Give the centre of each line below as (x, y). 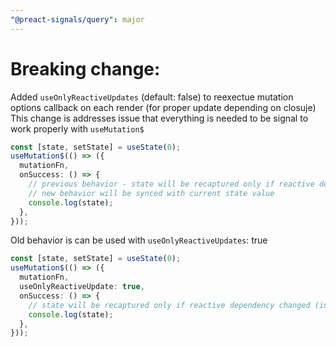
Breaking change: (85, 68)
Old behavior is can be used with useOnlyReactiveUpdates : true (139, 240)
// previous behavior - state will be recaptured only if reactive (171, 184)
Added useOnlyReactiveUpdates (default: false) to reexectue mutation (152, 97)
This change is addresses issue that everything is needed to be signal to (159, 118)
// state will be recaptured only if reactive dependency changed (169, 305)
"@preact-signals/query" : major (77, 19)
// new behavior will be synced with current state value (151, 193)
